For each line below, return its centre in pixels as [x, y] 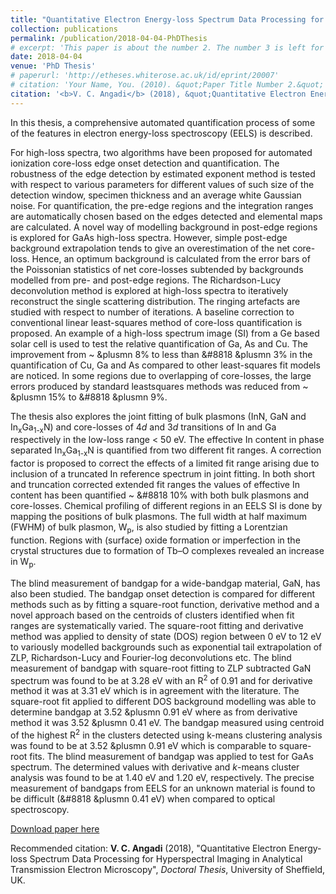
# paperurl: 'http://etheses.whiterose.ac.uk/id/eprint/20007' [145, 76]
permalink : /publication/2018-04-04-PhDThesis [109, 38]
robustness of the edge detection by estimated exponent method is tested [163, 173]
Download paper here [55, 829]
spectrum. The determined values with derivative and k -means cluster [155, 767]
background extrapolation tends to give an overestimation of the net [150, 248]
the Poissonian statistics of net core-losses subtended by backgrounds [157, 269]
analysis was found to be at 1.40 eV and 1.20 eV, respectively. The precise [162, 778]
